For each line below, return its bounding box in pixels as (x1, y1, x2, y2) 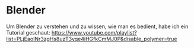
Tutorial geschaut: (6, 29, 50, 36)
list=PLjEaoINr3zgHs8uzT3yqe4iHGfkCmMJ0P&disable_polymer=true (6, 35, 177, 42)
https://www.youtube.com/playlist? (51, 29, 138, 36)
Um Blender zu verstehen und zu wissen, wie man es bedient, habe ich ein (6, 23, 189, 30)
